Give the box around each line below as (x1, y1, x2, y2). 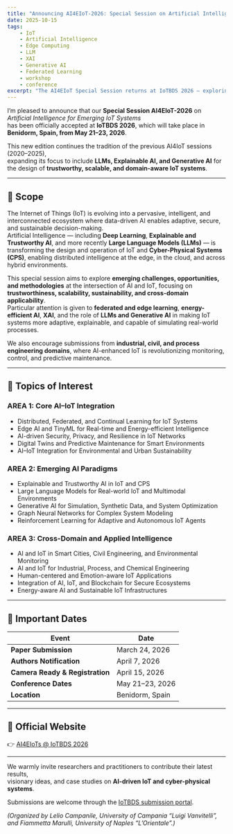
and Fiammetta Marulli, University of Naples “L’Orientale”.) (7, 819, 175, 827)
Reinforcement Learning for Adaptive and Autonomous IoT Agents (17, 516, 206, 524)
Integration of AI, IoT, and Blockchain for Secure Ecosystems (17, 579, 191, 587)
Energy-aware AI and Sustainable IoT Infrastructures (17, 587, 168, 595)
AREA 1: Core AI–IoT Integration (7, 401, 115, 411)
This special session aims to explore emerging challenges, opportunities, (7, 274, 220, 282)
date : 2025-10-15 (7, 17, 58, 24)
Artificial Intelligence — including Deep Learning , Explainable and (7, 231, 196, 239)
